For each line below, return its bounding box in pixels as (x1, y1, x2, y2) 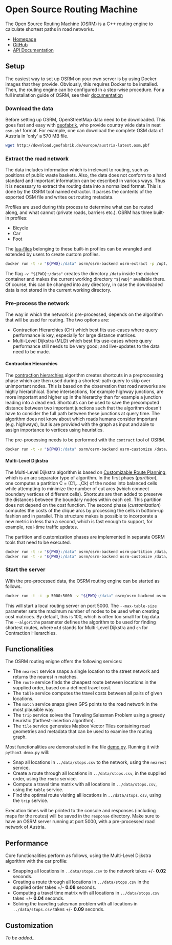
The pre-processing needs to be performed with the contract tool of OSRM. (5, 436, 165, 443)
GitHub (12, 41, 28, 47)
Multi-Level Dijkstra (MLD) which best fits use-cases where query (12, 338, 152, 344)
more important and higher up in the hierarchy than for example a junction (5, 394, 161, 400)
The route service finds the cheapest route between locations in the (12, 679, 157, 685)
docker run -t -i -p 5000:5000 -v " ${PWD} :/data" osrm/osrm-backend (5, 593, 155, 598)
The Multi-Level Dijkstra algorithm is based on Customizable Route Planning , (5, 469, 167, 475)
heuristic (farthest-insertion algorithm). (12, 718, 95, 724)
